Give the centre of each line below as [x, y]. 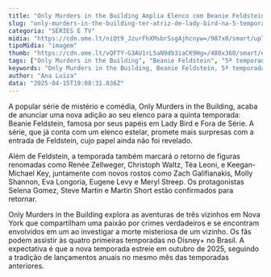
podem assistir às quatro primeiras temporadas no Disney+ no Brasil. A [126, 240]
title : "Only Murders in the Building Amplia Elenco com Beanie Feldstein [137, 16]
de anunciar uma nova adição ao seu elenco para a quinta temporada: [125, 114]
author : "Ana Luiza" [43, 76]
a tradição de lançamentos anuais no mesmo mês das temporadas [119, 257]
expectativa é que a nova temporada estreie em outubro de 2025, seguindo [134, 248]
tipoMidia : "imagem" [43, 46]
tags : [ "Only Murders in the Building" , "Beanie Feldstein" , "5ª [120, 61]
